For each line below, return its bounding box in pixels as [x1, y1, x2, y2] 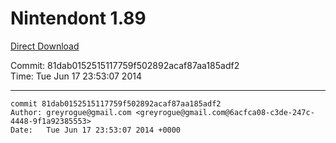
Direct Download [10, 40, 80, 52]
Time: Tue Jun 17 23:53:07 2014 [10, 70, 142, 82]
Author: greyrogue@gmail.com [10, 107, 132, 117]
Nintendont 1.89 [10, 7, 147, 30]
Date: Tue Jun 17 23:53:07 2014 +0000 [10, 125, 182, 135]
